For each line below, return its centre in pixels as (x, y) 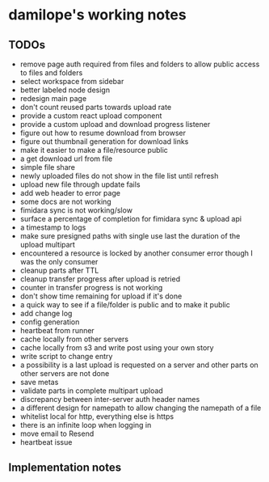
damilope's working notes (98, 15)
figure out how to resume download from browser (103, 133)
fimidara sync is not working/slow (76, 210)
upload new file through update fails (80, 184)
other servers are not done (65, 373)
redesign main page (53, 98)
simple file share (47, 167)
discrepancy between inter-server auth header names (110, 399)
